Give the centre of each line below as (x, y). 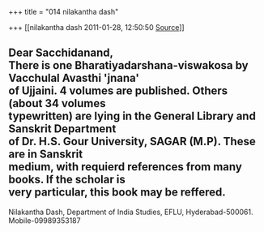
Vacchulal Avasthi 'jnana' (74, 78)
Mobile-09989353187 (45, 220)
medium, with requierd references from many (126, 167)
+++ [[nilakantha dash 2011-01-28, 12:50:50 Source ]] (96, 27)
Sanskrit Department (62, 129)
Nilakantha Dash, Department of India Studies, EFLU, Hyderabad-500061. (131, 212)
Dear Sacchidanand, (61, 53)
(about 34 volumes (57, 103)
